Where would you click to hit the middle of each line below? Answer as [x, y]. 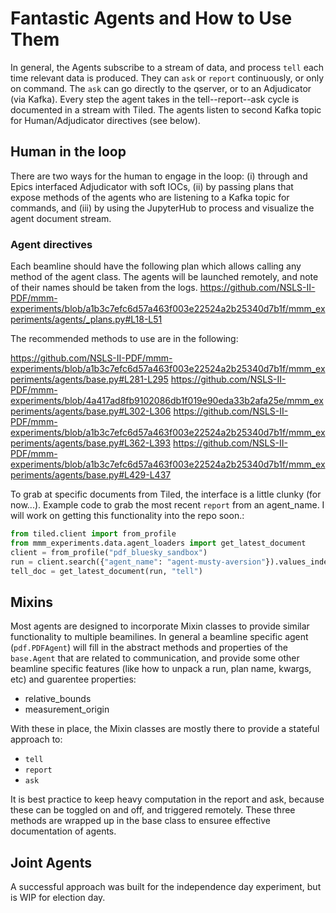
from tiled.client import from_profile [93, 534]
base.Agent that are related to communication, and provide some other [155, 658]
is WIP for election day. [58, 898]
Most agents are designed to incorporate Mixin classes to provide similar [160, 626]
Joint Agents [51, 862]
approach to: [36, 739]
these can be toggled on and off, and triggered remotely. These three [153, 810]
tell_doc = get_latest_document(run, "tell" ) [106, 571]
